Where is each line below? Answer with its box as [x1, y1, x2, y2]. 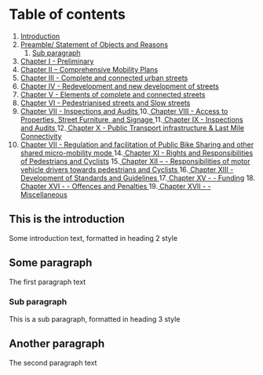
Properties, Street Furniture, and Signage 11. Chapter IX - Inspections [20, 115, 243, 124]
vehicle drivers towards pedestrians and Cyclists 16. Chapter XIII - [20, 165, 234, 174]
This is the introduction [9, 213, 125, 226]
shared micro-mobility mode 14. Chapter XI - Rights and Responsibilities [20, 147, 254, 158]
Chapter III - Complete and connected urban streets [20, 73, 188, 82]
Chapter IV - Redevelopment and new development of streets [20, 81, 219, 91]
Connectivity [20, 131, 62, 140]
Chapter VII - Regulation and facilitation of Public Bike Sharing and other [20, 140, 254, 149]
